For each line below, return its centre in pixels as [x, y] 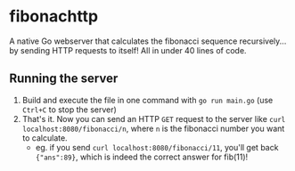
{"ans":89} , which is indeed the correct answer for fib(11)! [142, 157]
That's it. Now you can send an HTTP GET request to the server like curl [154, 118]
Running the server [64, 79]
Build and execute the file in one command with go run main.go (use [147, 100]
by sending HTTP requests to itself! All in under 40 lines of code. [128, 50]
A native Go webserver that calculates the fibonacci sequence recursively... [148, 41]
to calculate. [45, 138]
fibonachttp [54, 16]
